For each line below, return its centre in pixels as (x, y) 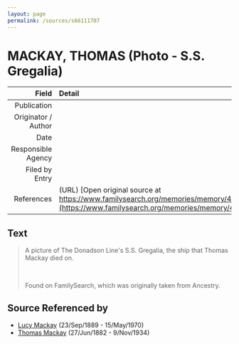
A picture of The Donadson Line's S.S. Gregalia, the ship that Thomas (127, 251)
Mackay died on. (49, 258)
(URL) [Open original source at (110, 190)
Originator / (33, 117)
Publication (33, 105)
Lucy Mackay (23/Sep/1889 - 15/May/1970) (81, 325)
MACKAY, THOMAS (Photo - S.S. (106, 56)
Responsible (31, 149)
